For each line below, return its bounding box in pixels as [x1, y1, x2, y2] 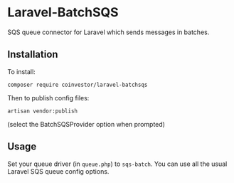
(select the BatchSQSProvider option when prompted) [7, 120, 166, 128]
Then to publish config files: [7, 93, 90, 102]
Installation [7, 48, 58, 61]
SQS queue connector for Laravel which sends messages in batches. [7, 28, 210, 36]
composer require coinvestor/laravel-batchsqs [7, 81, 148, 88]
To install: [7, 67, 36, 75]
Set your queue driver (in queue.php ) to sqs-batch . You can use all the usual [7, 160, 228, 168]
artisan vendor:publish [7, 108, 78, 115]
